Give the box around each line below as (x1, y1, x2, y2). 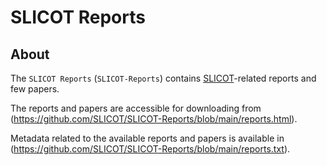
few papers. (10, 83, 60, 95)
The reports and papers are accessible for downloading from (10, 102, 262, 114)
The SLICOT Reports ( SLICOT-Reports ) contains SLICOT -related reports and (10, 72, 317, 84)
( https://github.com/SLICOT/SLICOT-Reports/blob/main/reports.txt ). (10, 143, 291, 155)
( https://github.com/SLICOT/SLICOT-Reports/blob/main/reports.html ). (10, 113, 298, 125)
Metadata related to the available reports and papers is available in (10, 132, 285, 144)
